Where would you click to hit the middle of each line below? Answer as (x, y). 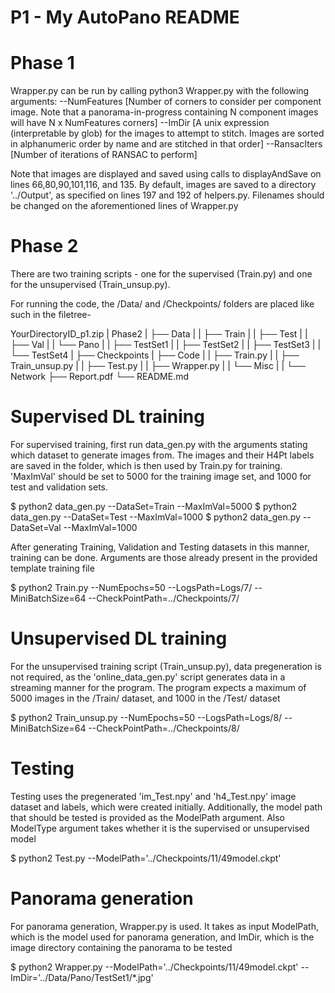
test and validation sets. (59, 487)
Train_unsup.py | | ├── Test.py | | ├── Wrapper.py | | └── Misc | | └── (158, 366)
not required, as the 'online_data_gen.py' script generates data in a (148, 677)
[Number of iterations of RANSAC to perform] (104, 155)
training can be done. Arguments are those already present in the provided (164, 557)
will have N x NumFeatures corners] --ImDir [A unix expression (140, 123)
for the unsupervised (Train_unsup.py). (90, 285)
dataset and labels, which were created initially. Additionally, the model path (166, 807)
